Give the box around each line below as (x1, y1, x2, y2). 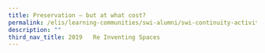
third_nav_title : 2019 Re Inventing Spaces (8, 33, 160, 41)
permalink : (8, 19, 44, 26)
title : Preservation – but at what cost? (8, 11, 147, 19)
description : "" (8, 26, 62, 34)
